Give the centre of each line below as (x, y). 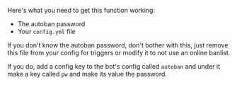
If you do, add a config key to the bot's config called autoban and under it (114, 66)
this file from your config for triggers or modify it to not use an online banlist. (119, 53)
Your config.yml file (46, 32)
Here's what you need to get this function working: (81, 10)
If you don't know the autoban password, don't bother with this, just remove (118, 45)
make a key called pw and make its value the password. (87, 74)
